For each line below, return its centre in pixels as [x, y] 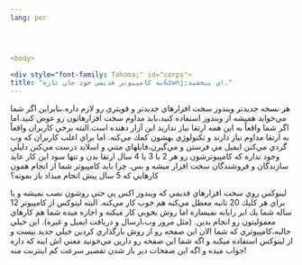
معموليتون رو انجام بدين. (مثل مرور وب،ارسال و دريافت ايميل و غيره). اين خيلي [143, 222]
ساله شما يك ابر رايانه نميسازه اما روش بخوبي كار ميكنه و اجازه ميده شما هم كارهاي [151, 212]
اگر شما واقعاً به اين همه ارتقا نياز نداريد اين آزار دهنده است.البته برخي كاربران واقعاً [150, 128]
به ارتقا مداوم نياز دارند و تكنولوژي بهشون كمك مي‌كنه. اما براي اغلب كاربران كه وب [150, 137]
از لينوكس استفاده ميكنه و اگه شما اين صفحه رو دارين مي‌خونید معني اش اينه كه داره [152, 241]
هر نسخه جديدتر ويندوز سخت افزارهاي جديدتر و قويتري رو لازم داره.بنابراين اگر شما [151, 108]
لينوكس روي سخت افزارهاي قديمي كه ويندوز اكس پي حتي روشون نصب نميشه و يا [148, 193]
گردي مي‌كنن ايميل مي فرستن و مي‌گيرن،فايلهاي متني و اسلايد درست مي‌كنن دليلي [149, 147]
